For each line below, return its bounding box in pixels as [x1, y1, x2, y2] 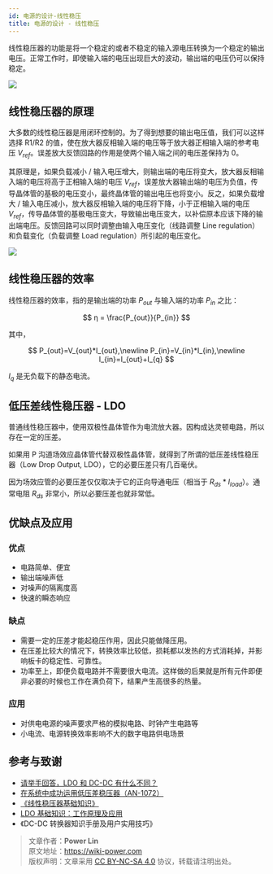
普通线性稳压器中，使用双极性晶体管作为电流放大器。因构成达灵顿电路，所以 [8, 422, 265, 431]
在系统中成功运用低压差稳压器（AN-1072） [19, 788, 164, 798]
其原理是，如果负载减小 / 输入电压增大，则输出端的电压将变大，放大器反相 [8, 167, 258, 177]
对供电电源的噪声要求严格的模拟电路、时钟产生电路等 [19, 718, 199, 728]
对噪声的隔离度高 [19, 583, 78, 592]
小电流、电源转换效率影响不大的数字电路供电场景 [19, 728, 184, 738]
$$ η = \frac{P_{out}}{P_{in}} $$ [82, 312, 191, 322]
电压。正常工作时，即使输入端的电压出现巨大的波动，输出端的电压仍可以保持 [8, 53, 265, 63]
